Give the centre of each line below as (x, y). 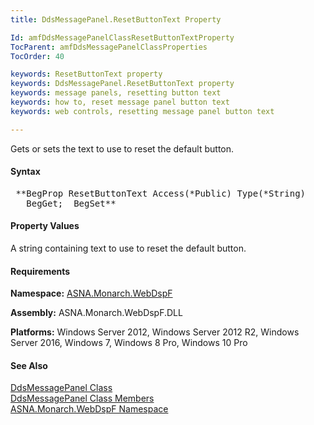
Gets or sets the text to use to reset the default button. (122, 148)
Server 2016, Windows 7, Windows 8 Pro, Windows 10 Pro (129, 343)
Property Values (45, 226)
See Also (29, 365)
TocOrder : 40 (37, 56)
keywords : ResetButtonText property (86, 74)
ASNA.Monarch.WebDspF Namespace (89, 409)
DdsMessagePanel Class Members (82, 398)
